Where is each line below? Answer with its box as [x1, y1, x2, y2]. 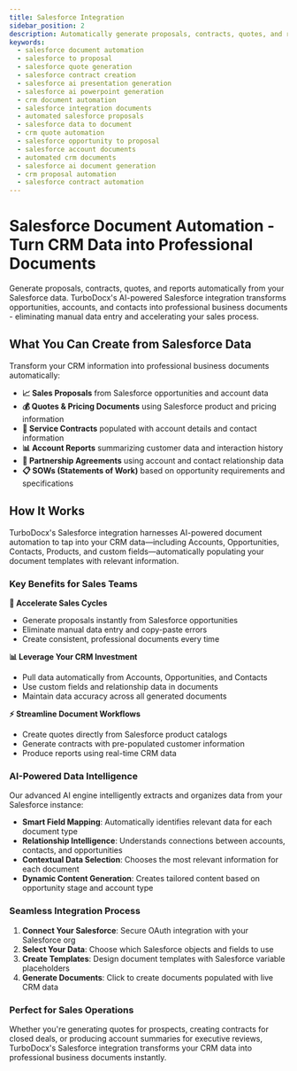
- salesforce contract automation [17, 178, 144, 187]
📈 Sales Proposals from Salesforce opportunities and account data [21, 387, 269, 398]
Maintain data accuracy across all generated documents [21, 691, 227, 701]
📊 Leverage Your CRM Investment [9, 651, 138, 661]
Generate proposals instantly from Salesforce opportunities [21, 614, 239, 625]
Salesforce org [21, 934, 76, 945]
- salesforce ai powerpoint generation [17, 87, 164, 96]
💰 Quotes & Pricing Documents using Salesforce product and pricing [21, 401, 277, 411]
